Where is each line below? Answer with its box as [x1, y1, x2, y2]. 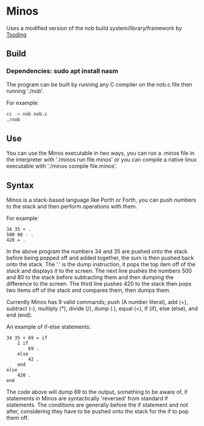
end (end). [6, 311, 33, 318]
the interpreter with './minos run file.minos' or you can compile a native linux [6, 156, 197, 163]
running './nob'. [6, 87, 44, 94]
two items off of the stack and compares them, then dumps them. [6, 286, 171, 294]
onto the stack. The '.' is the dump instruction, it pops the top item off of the [6, 261, 196, 268]
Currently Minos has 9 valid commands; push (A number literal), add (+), [6, 299, 188, 305]
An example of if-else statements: [6, 323, 91, 330]
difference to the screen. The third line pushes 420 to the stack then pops [6, 280, 192, 287]
